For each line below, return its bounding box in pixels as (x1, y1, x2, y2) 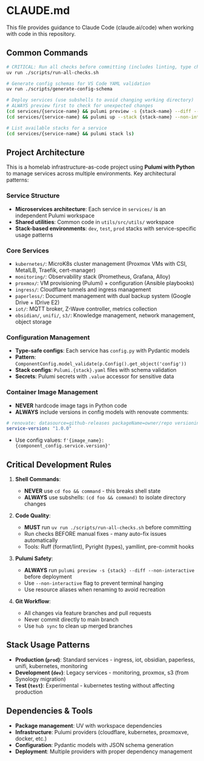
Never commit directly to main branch (24, 616, 119, 623)
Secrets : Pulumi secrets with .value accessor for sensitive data (15, 373, 174, 380)
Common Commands (6, 48, 88, 58)
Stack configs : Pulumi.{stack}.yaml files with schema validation (15, 367, 177, 374)
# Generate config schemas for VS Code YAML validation (6, 80, 151, 87)
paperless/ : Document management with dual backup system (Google (15, 292, 191, 299)
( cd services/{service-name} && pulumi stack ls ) (6, 130, 135, 137)
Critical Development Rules (6, 459, 112, 470)
